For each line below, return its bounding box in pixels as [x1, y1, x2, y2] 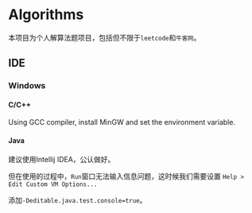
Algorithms [8, 6, 84, 24]
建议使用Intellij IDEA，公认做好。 [8, 154, 115, 164]
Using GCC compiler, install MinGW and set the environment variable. [8, 118, 236, 127]
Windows [8, 80, 46, 91]
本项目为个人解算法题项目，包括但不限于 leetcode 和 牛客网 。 [8, 33, 201, 42]
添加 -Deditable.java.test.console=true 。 [8, 195, 147, 204]
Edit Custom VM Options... [8, 180, 98, 188]
